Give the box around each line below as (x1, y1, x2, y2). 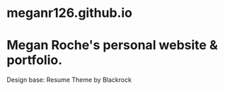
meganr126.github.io (6, 5, 132, 21)
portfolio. (6, 52, 63, 68)
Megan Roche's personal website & (6, 37, 219, 54)
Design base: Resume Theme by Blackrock (6, 75, 132, 84)
